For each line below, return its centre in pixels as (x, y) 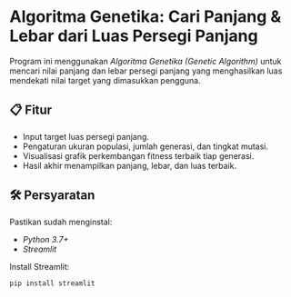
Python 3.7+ (45, 239)
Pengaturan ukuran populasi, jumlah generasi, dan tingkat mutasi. (145, 146)
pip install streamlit (52, 283)
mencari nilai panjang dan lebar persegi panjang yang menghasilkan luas (146, 71)
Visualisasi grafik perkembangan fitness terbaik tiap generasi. (138, 155)
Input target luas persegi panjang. (86, 136)
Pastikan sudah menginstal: (61, 222)
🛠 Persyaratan (52, 196)
